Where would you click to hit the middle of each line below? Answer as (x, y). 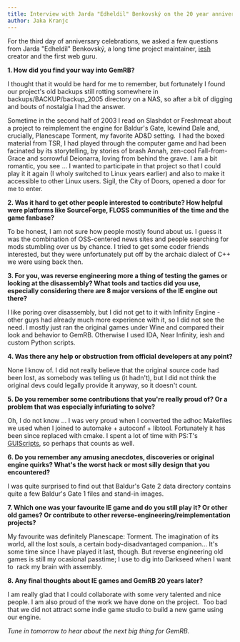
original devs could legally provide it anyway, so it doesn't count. (102, 385)
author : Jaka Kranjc (38, 21)
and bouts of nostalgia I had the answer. (66, 106)
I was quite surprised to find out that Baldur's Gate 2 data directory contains (119, 486)
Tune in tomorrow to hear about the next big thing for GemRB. (99, 631)
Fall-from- (212, 151)
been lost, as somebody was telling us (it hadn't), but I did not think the (112, 377)
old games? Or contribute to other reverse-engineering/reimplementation (119, 515)
